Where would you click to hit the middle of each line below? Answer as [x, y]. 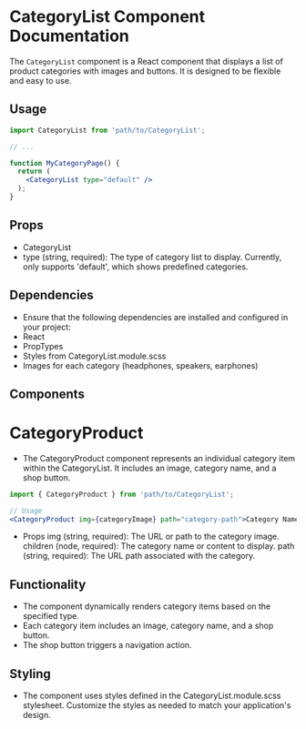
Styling [31, 674]
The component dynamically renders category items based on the [147, 606]
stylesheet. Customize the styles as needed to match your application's [157, 705]
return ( [34, 172]
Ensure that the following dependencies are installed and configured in [155, 317]
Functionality [48, 584]
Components [47, 394]
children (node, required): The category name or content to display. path [158, 546]
